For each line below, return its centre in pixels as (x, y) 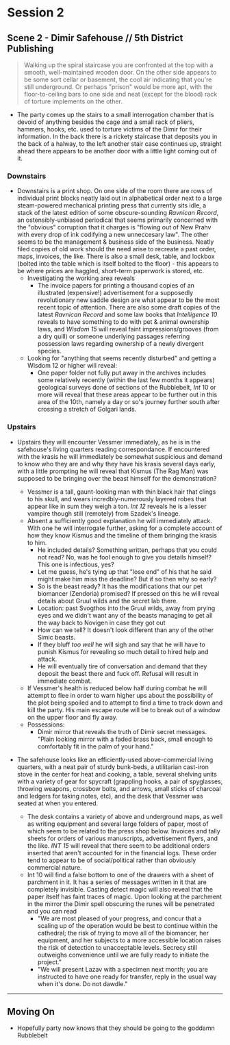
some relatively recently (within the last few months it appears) (126, 380)
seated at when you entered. (57, 803)
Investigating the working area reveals (81, 278)
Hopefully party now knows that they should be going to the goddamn (116, 1028)
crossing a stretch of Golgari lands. (87, 410)
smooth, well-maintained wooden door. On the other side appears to (120, 72)
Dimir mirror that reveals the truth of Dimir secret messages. (122, 731)
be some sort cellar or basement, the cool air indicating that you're (118, 79)
